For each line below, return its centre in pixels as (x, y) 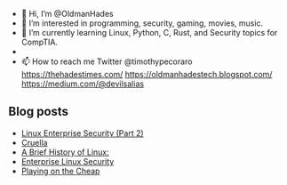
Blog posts (38, 112)
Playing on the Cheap (60, 171)
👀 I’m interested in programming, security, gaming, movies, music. (142, 23)
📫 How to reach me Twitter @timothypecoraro (107, 61)
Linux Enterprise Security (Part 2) (82, 133)
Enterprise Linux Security (68, 161)
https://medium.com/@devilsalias (82, 84)
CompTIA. (40, 42)
